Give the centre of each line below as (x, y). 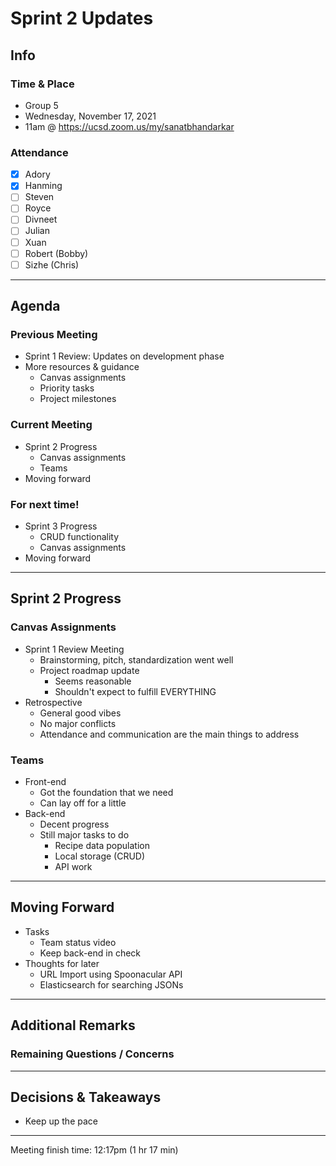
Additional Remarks (73, 1025)
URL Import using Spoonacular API (111, 974)
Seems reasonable (93, 681)
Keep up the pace (61, 1121)
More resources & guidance (82, 367)
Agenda (35, 306)
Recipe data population (102, 845)
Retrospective (53, 702)
